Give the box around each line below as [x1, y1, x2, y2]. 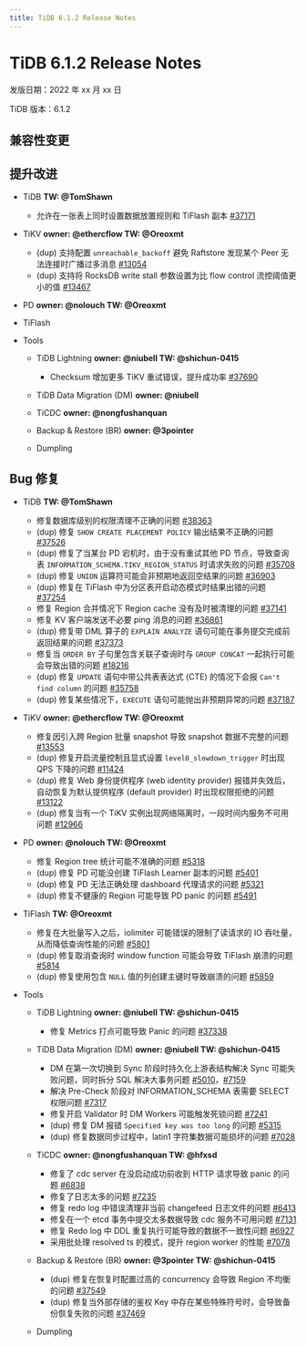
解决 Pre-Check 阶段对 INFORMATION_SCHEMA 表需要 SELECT [49, 1085, 290, 1096]
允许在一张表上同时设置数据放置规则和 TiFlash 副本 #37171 [36, 210, 256, 221]
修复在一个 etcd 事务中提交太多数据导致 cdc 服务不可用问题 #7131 [49, 1214, 297, 1225]
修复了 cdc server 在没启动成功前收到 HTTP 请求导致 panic [49, 1168, 271, 1179]
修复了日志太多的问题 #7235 [49, 1191, 157, 1202]
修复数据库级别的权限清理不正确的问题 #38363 [36, 514, 212, 525]
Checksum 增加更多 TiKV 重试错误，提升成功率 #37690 [49, 371, 259, 382]
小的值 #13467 [36, 281, 91, 292]
